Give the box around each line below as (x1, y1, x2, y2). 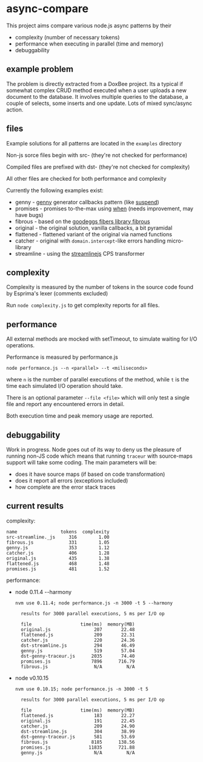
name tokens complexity (6, 529, 110, 535)
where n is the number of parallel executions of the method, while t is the (6, 376, 189, 383)
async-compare (6, 2, 89, 16)
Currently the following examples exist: (6, 187, 104, 194)
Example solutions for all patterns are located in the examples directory (6, 139, 182, 147)
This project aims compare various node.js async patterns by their (6, 22, 171, 29)
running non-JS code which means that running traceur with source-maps (6, 452, 193, 460)
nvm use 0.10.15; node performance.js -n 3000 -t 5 (15, 686, 148, 692)
